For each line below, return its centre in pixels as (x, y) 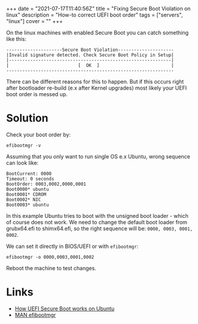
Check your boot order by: (39, 134)
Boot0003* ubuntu (28, 205)
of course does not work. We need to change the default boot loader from (97, 222)
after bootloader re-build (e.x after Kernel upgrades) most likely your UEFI (97, 88)
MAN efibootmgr (35, 315)
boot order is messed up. (37, 94)
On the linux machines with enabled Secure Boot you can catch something (98, 33)
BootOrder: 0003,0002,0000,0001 (46, 184)
